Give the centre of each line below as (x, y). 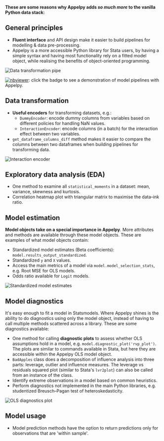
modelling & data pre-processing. (46, 45)
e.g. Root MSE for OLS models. (44, 271)
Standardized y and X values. (41, 260)
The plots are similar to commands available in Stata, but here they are (84, 349)
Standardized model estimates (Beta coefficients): (63, 250)
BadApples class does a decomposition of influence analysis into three (83, 359)
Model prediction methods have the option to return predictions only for (85, 428)
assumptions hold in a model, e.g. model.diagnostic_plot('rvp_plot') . (84, 344)
